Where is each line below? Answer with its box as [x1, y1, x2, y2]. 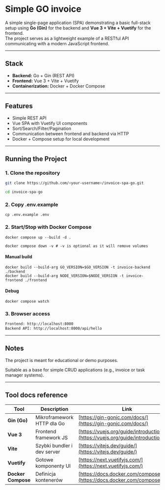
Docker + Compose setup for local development [12, 136, 110, 142]
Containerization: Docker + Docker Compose [12, 83, 106, 89]
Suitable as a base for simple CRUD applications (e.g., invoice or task [5, 367, 145, 372]
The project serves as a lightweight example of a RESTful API [5, 35, 129, 41]
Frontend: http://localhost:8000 [5, 321, 74, 327]
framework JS [35, 434, 68, 441]
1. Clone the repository [5, 169, 60, 176]
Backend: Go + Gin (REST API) [12, 72, 75, 78]
